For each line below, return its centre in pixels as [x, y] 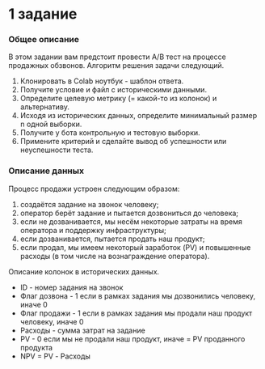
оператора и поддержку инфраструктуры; [93, 230]
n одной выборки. [51, 124]
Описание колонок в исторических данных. [84, 271]
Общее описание [44, 40]
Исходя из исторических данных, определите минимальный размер [138, 116]
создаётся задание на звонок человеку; [89, 204]
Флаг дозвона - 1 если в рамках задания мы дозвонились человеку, [138, 295]
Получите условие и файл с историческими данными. [114, 90]
